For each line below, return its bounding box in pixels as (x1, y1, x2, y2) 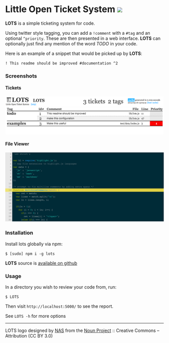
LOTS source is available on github (5, 260, 77, 266)
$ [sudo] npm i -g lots (5, 251, 55, 256)
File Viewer (5, 141, 29, 147)
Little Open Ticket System (5, 4, 116, 15)
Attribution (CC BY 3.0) (5, 332, 53, 338)
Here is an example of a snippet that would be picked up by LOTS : (5, 50, 142, 56)
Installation (5, 229, 34, 236)
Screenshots (5, 72, 37, 79)
